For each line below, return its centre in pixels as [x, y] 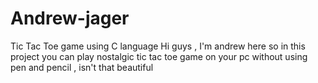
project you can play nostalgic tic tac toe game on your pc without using [159, 56]
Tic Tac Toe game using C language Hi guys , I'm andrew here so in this [158, 46]
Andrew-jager [70, 18]
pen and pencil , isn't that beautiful [82, 67]
